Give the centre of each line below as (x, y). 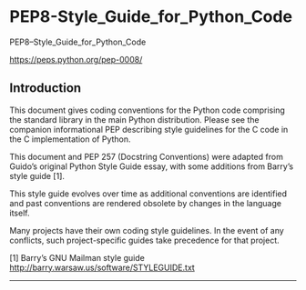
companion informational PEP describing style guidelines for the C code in (149, 129)
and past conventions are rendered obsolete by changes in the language (146, 203)
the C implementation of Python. (70, 139)
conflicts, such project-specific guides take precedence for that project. (144, 240)
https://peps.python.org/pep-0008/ (76, 59)
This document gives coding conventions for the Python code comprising (147, 110)
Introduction (46, 88)
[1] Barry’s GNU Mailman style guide (77, 257)
